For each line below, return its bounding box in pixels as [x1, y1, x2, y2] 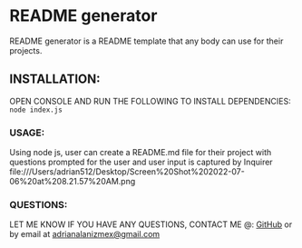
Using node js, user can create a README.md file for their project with [9, 147, 272, 158]
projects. [9, 45, 43, 55]
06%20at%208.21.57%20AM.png [9, 176, 136, 187]
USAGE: [9, 126, 45, 139]
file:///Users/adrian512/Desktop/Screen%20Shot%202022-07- [9, 166, 245, 177]
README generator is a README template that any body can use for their [9, 35, 284, 46]
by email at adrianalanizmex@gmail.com [9, 229, 161, 240]
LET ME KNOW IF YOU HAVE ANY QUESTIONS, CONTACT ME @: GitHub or [9, 219, 293, 230]
